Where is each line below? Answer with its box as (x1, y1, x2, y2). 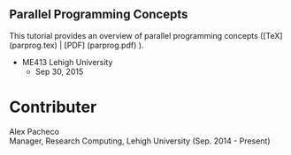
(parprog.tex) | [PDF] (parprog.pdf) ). (9, 40, 144, 50)
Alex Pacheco (9, 126, 60, 137)
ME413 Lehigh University (21, 56, 113, 67)
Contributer (9, 97, 97, 117)
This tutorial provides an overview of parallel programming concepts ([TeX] (9, 30, 283, 41)
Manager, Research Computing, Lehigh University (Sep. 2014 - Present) (9, 136, 272, 146)
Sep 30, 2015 (34, 66, 84, 77)
